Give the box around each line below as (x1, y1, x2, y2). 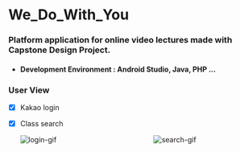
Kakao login (19, 103, 60, 112)
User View (8, 84, 50, 96)
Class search (19, 119, 64, 129)
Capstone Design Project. (8, 44, 111, 55)
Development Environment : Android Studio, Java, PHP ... (19, 64, 216, 74)
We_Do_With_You (8, 6, 130, 24)
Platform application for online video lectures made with (8, 35, 233, 46)
